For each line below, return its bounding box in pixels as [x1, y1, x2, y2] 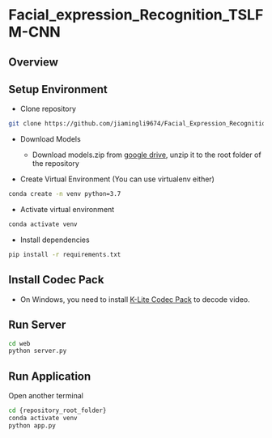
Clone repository [19, 104, 77, 114]
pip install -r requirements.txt [8, 251, 121, 259]
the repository [32, 159, 79, 168]
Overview [8, 55, 59, 69]
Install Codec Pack [8, 273, 104, 287]
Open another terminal [8, 391, 83, 401]
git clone [8, 120, 42, 128]
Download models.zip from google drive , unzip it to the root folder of [32, 150, 261, 159]
